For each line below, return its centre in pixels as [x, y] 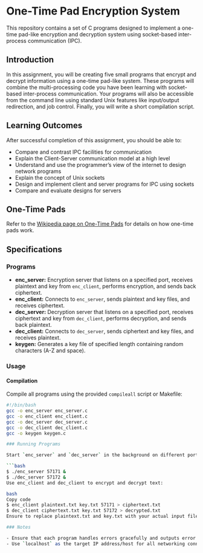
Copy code [19, 499]
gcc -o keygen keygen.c [36, 433]
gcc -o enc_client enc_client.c [47, 416]
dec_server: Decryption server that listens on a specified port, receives [104, 312]
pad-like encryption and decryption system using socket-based [98, 34]
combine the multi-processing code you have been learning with [87, 87]
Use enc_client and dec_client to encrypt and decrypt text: [85, 483]
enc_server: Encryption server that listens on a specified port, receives [104, 280]
